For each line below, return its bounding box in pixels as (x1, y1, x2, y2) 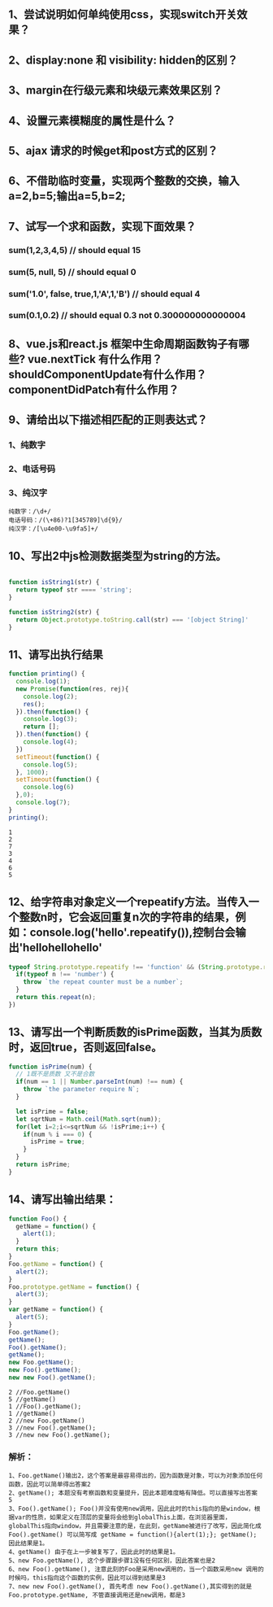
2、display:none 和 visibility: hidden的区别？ (8, 53, 238, 67)
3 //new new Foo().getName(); (8, 1430, 111, 1439)
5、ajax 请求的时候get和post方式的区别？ (8, 143, 219, 157)
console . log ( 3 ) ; (23, 715, 79, 723)
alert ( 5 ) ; (15, 1313, 49, 1321)
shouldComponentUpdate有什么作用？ (8, 367, 207, 381)
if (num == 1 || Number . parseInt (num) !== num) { (15, 1077, 184, 1086)
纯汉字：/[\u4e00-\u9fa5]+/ (8, 525, 99, 533)
